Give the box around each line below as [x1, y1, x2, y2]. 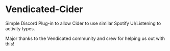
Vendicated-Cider [5, 4, 83, 15]
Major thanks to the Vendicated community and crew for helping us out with [5, 35, 165, 41]
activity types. [5, 25, 35, 31]
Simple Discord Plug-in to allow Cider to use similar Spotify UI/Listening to [5, 20, 161, 26]
